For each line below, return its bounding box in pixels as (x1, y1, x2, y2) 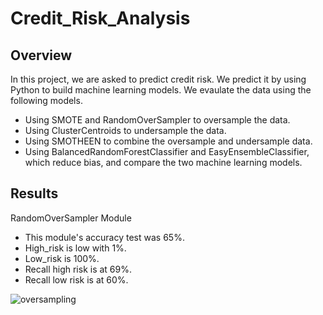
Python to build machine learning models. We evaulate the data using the (10, 84, 312, 96)
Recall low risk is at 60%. (24, 273, 129, 286)
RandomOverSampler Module (10, 212, 132, 224)
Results (10, 185, 59, 202)
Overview (10, 47, 73, 64)
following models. (10, 95, 83, 106)
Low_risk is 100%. (24, 252, 100, 264)
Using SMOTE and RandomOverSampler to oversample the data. (24, 114, 291, 126)
